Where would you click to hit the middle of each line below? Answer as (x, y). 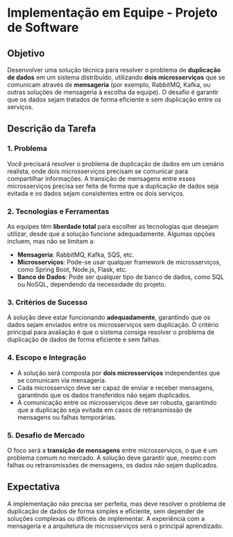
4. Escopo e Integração (47, 358)
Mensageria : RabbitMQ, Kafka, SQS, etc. (76, 255)
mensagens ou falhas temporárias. (67, 417)
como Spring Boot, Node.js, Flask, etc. (72, 269)
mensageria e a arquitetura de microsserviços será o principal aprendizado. (115, 526)
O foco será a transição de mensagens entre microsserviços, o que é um (112, 450)
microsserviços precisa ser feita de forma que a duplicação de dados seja (113, 186)
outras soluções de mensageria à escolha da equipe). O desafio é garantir (113, 92)
